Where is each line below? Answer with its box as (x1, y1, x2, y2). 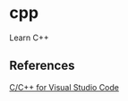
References (9, 58, 75, 73)
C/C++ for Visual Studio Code (9, 81, 119, 92)
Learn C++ (9, 32, 49, 43)
